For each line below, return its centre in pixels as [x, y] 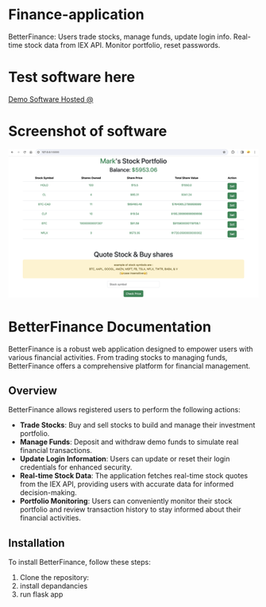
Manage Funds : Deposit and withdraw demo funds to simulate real [129, 442]
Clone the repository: [54, 578]
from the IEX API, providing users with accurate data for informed [127, 484]
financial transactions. [56, 450]
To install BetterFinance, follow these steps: [79, 563]
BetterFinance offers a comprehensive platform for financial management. [129, 365]
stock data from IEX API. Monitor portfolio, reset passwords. [122, 44]
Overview [33, 390]
